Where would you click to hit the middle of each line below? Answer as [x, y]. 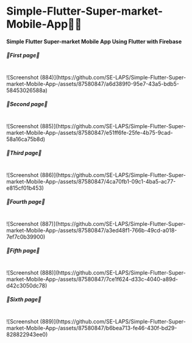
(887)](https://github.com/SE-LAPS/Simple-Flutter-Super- [113, 223]
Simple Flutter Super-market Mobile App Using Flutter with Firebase [94, 42]
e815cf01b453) [25, 188]
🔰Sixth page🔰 [24, 300]
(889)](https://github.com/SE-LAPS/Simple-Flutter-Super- [113, 321]
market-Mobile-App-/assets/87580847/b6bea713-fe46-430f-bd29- [92, 328]
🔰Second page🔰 [27, 104]
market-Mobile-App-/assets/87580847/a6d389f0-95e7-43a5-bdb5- [93, 84]
